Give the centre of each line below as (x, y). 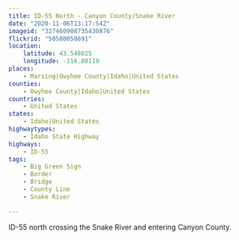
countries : (27, 99)
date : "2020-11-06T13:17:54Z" (60, 24)
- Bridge (38, 182)
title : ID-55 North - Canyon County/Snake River (92, 16)
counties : (25, 84)
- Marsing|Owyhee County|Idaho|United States (101, 76)
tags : (17, 159)
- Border (38, 174)
